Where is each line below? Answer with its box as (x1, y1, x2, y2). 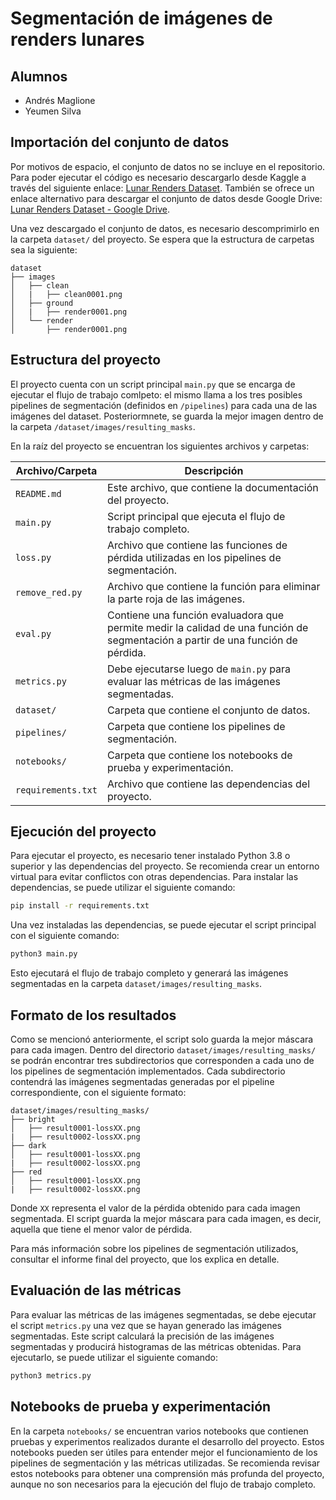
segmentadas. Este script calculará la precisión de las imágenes (10, 1330, 275, 1342)
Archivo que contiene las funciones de (106, 538, 288, 552)
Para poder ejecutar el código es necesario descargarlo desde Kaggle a (10, 171, 307, 183)
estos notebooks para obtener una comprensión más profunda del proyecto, (10, 1467, 325, 1479)
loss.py (15, 552, 52, 563)
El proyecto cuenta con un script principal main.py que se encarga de (10, 378, 296, 390)
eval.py (15, 628, 52, 639)
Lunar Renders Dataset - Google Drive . (10, 203, 171, 215)
